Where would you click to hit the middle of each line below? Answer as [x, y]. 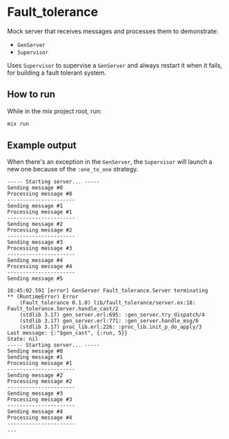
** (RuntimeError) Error [43, 297]
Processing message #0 [40, 194]
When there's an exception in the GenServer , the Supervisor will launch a [110, 162]
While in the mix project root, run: [54, 111]
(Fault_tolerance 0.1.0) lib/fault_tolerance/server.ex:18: [108, 303]
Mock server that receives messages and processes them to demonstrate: [113, 31]
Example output [42, 146]
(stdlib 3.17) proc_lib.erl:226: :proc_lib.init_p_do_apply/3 [111, 327]
